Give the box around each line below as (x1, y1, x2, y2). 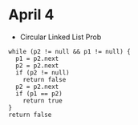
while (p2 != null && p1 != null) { (8, 47, 131, 55)
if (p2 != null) (15, 68, 70, 77)
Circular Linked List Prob (19, 32, 102, 42)
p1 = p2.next (15, 54, 59, 62)
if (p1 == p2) (15, 90, 63, 98)
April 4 (8, 6, 55, 24)
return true (22, 96, 63, 105)
